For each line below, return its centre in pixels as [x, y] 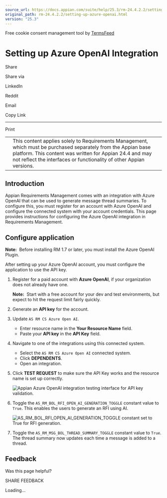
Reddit [12, 96]
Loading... [15, 490]
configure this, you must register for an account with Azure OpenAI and [78, 206]
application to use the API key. [36, 269]
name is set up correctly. [38, 378]
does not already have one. [40, 284]
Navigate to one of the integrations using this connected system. [79, 343]
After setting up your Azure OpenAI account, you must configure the [75, 264]
